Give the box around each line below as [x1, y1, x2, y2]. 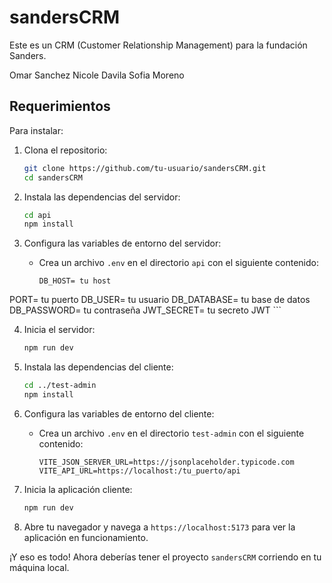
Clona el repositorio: [23, 144, 108, 156]
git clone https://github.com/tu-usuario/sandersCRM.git [23, 163, 267, 173]
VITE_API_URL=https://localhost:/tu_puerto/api [38, 466, 241, 476]
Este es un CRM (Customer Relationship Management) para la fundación [9, 39, 308, 51]
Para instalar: [9, 124, 64, 136]
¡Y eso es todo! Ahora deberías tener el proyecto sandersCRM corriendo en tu [9, 551, 322, 563]
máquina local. [9, 561, 70, 573]
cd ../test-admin [23, 381, 97, 391]
